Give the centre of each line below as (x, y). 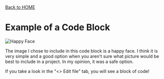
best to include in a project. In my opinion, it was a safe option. (69, 61)
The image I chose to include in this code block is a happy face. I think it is (82, 51)
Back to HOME (20, 7)
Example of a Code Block (58, 27)
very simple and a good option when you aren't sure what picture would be (82, 56)
